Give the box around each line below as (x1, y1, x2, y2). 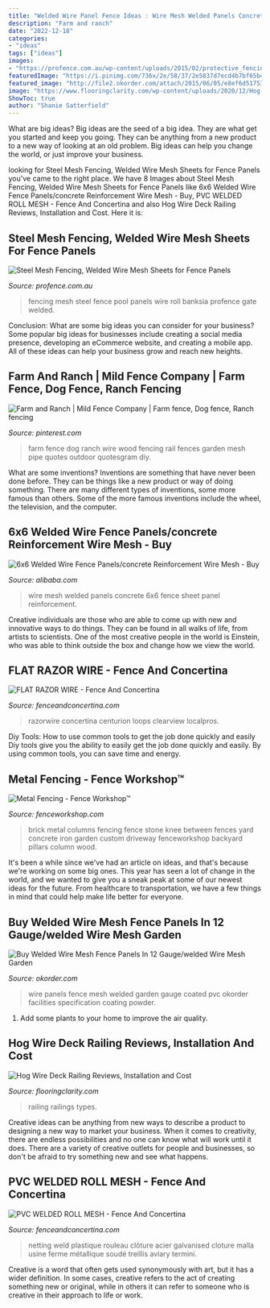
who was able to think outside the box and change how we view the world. (8, 640, 256, 650)
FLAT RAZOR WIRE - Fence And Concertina (8, 663, 228, 677)
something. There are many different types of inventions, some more (8, 484, 236, 494)
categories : (8, 34, 48, 43)
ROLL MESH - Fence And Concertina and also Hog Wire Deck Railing (8, 199, 236, 210)
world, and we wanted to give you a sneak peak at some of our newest (8, 875, 243, 885)
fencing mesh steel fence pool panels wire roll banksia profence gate (27, 296, 257, 306)
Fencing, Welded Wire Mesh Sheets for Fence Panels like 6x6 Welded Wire (8, 182, 256, 192)
